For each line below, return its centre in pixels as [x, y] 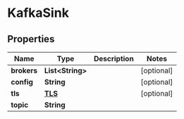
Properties [31, 39]
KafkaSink [38, 13]
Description [114, 59]
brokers [24, 70]
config [22, 82]
